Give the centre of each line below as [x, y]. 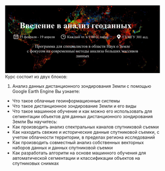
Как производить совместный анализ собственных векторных [78, 143]
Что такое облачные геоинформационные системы [66, 101]
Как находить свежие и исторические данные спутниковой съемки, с [86, 132]
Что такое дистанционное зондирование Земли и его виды [74, 106]
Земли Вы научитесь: [35, 122]
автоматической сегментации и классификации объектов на [76, 158]
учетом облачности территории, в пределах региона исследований [83, 137]
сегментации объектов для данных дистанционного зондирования [82, 117]
